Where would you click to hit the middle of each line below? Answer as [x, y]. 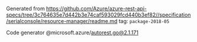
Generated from [26, 9]
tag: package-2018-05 [144, 21]
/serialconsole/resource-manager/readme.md [62, 21]
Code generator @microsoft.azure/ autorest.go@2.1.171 [72, 33]
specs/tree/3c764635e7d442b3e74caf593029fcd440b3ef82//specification [98, 15]
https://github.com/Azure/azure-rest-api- [96, 9]
